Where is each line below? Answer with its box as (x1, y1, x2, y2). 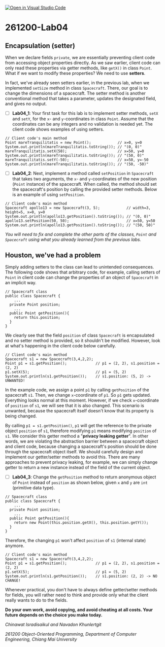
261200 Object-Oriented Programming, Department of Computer (5, 631, 137, 637)
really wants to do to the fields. (5, 597, 68, 603)
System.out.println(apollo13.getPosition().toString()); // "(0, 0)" (5, 214, 151, 219)
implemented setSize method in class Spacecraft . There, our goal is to (5, 85, 148, 91)
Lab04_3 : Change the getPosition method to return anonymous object (12, 474, 157, 480)
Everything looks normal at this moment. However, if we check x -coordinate (5, 397, 159, 403)
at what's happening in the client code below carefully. (5, 342, 116, 348)
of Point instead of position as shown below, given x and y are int (12, 479, 148, 485)
